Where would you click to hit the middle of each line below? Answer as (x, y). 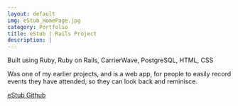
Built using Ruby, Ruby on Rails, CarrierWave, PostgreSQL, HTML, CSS (110, 60)
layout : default (31, 14)
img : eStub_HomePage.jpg (44, 20)
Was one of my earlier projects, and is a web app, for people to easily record (119, 74)
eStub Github (27, 95)
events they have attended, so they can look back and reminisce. (102, 81)
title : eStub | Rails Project (52, 34)
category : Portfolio (38, 27)
